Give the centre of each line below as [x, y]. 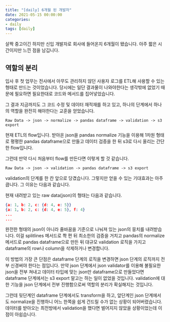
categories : [18, 19]
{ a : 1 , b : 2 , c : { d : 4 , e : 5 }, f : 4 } [45, 210]
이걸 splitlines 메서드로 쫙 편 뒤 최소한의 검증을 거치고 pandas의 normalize [90, 236]
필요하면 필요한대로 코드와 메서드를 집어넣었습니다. [65, 93]
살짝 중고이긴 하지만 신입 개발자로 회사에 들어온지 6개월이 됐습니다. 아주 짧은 [81, 44]
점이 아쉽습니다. [21, 314]
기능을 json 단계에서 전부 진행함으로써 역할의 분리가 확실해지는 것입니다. [82, 284]
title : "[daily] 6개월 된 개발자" [39, 10]
